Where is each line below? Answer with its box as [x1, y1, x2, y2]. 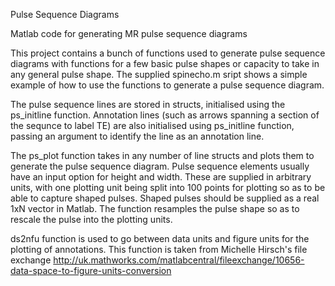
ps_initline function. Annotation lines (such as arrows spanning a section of [10, 109, 320, 121]
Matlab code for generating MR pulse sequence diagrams [10, 28, 248, 39]
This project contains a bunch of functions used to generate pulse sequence [10, 47, 326, 59]
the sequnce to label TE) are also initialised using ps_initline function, [10, 120, 295, 131]
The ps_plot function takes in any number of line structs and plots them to [10, 150, 315, 161]
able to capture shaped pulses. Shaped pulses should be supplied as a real [10, 192, 320, 204]
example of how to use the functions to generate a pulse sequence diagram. [10, 79, 325, 91]
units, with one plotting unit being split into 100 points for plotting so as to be [10, 182, 326, 193]
